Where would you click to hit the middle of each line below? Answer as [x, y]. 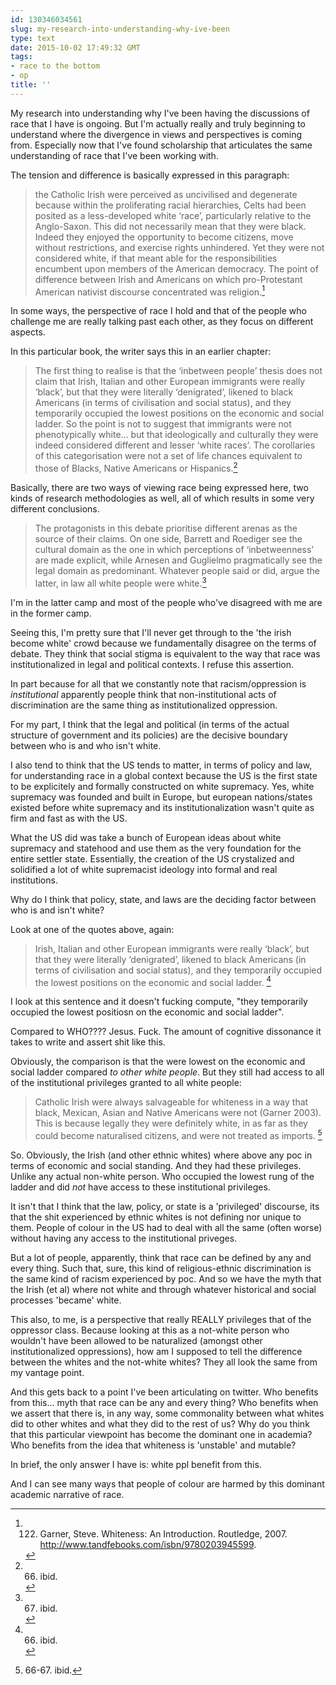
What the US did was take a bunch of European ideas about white [146, 837]
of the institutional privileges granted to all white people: [126, 1083]
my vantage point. [47, 1373]
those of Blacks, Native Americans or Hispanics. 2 [136, 468]
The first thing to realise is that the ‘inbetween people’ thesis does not [178, 371]
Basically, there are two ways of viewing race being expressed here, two [159, 488]
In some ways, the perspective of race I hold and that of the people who [158, 311]
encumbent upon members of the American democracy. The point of [176, 268]
